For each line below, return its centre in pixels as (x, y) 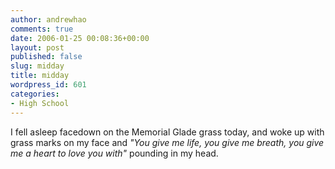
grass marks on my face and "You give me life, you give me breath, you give (167, 142)
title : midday (40, 76)
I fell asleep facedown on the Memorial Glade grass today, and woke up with (167, 132)
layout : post (37, 47)
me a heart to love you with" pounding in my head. (114, 153)
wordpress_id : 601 (48, 85)
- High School (40, 103)
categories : (35, 94)
